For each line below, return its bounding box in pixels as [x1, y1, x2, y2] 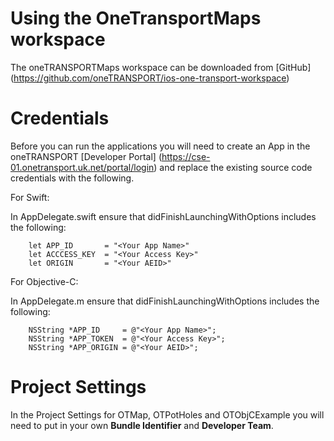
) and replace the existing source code [153, 161, 313, 173]
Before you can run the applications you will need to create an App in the [10, 140, 311, 152]
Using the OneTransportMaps [10, 7, 262, 30]
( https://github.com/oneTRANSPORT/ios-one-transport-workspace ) [10, 72, 290, 84]
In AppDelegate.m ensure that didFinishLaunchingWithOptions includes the [10, 295, 320, 307]
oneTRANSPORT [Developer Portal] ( [10, 150, 162, 162]
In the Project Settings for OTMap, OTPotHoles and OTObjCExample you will [10, 408, 325, 421]
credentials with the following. [10, 172, 135, 184]
